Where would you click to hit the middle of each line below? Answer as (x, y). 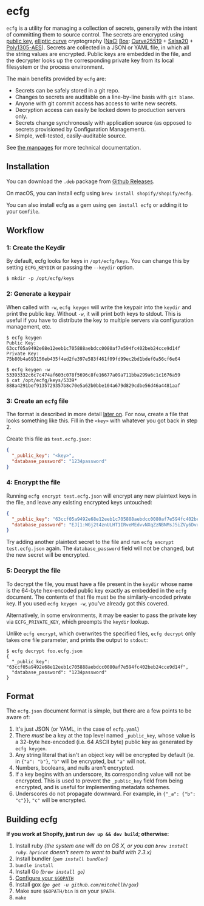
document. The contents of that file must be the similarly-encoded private (99, 597)
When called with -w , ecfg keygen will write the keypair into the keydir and (99, 307)
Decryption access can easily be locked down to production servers (100, 110)
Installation (28, 166)
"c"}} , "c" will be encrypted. (51, 800)
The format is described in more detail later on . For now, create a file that (97, 414)
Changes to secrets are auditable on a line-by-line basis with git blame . (105, 97)
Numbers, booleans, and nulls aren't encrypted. (75, 768)
